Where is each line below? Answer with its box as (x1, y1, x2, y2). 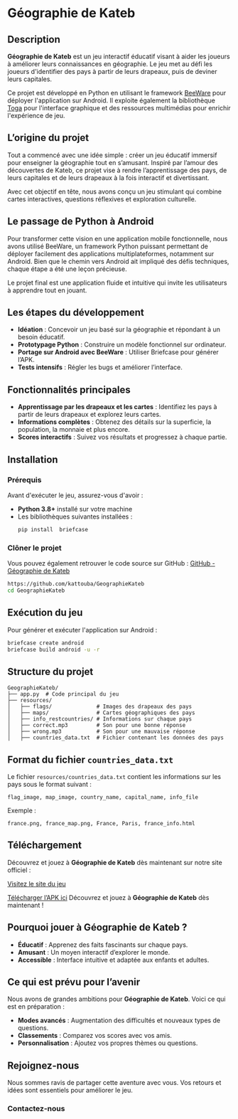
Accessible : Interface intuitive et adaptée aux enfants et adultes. (17, 955, 210, 964)
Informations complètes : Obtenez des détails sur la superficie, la (17, 418, 212, 426)
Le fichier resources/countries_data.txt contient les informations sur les (7, 773, 222, 781)
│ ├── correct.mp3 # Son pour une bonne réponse (7, 722, 186, 729)
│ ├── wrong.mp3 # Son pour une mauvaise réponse (7, 728, 195, 736)
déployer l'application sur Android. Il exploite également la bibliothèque (7, 96, 215, 105)
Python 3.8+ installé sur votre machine (17, 504, 133, 513)
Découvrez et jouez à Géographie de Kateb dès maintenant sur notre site (7, 858, 222, 866)
